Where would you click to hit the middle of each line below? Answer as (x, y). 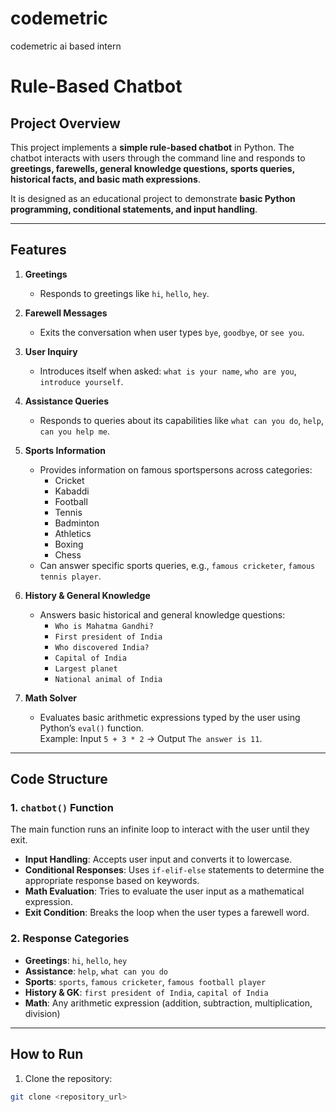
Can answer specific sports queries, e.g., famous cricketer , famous (177, 565)
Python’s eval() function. (92, 728)
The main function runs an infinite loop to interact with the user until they (160, 829)
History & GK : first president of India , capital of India (146, 992)
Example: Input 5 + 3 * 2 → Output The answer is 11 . (151, 738)
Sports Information (65, 450)
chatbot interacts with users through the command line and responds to (158, 158)
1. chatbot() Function (62, 808)
